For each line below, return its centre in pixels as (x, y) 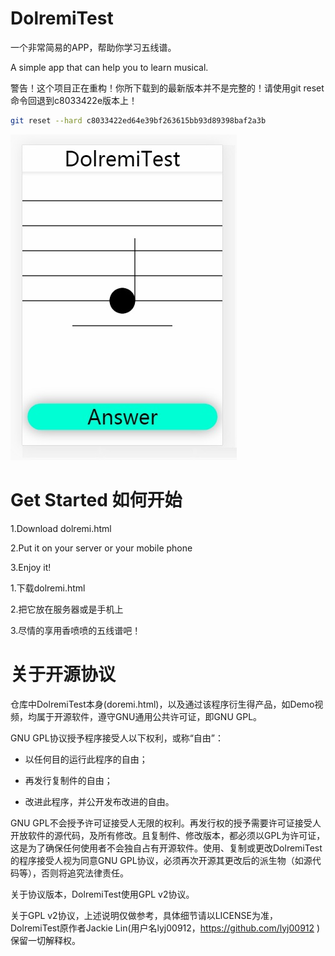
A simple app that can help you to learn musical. (109, 67)
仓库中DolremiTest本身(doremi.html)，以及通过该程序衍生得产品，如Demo (162, 704)
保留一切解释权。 (45, 940)
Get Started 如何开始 (96, 500)
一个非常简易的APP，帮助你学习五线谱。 (93, 47)
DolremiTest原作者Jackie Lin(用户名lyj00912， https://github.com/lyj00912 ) (165, 928)
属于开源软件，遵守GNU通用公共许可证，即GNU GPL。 (149, 716)
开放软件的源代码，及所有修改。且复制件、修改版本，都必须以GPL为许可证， (168, 835)
